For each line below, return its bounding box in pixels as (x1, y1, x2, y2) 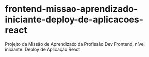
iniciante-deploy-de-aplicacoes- (5, 14, 143, 25)
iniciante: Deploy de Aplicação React (5, 46, 80, 52)
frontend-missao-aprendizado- (5, 3, 138, 15)
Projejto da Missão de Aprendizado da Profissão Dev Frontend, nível (5, 41, 145, 47)
